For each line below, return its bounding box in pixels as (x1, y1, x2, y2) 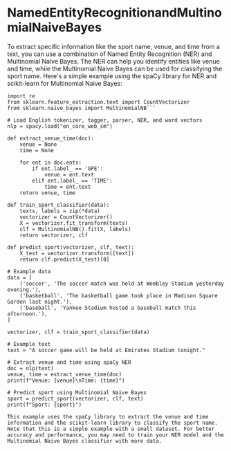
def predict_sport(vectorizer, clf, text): (7, 243, 135, 250)
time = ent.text (44, 183, 91, 190)
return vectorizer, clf (19, 232, 89, 239)
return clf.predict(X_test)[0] (19, 256, 110, 263)
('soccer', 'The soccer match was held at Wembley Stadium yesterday (19, 280, 225, 287)
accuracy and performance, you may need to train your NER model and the (7, 431, 225, 439)
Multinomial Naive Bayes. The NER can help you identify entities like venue (7, 57, 220, 65)
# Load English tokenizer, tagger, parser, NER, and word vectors (7, 116, 203, 124)
